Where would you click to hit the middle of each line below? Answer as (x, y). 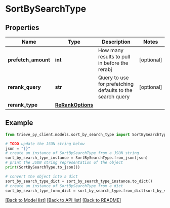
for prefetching (116, 84)
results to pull (114, 57)
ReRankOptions (74, 105)
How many (111, 50)
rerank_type (23, 105)
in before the (113, 63)
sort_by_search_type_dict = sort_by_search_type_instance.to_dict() (79, 181)
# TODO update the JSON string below (45, 144)
